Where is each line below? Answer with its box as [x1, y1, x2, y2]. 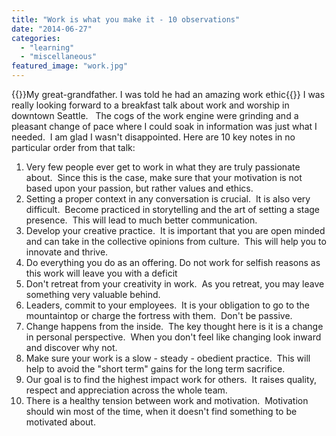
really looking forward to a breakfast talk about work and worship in [11, 99, 290, 111]
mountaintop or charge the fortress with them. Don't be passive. [25, 310, 293, 321]
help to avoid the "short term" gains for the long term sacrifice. [25, 363, 286, 375]
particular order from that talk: [11, 142, 136, 153]
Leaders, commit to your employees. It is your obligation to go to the [25, 299, 310, 311]
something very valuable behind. [25, 289, 161, 300]
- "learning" [20, 42, 75, 53]
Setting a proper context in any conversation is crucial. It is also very [25, 193, 311, 205]
